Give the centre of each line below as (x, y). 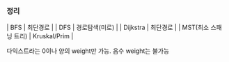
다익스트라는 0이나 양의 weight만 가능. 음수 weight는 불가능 (88, 51)
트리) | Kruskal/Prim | (44, 36)
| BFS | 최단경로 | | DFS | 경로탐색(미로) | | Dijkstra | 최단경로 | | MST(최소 (108, 28)
